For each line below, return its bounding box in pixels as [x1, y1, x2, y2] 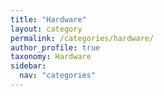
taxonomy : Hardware [10, 52, 92, 62]
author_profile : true [10, 42, 101, 53]
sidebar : [10, 61, 47, 71]
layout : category [10, 24, 83, 34]
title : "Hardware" [10, 14, 87, 25]
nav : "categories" [19, 71, 97, 81]
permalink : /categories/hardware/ [10, 33, 155, 43]
